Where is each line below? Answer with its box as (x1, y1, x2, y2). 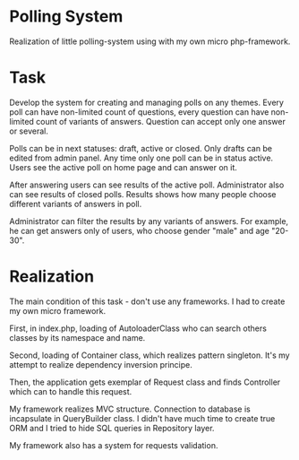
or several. (9, 126, 49, 136)
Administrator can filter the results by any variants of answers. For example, (9, 215, 289, 226)
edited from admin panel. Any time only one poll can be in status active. (9, 152, 274, 163)
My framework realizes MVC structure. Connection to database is (9, 404, 251, 414)
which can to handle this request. (9, 386, 132, 396)
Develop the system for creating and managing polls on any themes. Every (9, 97, 285, 108)
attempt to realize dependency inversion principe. (9, 359, 192, 369)
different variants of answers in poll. (9, 198, 142, 209)
